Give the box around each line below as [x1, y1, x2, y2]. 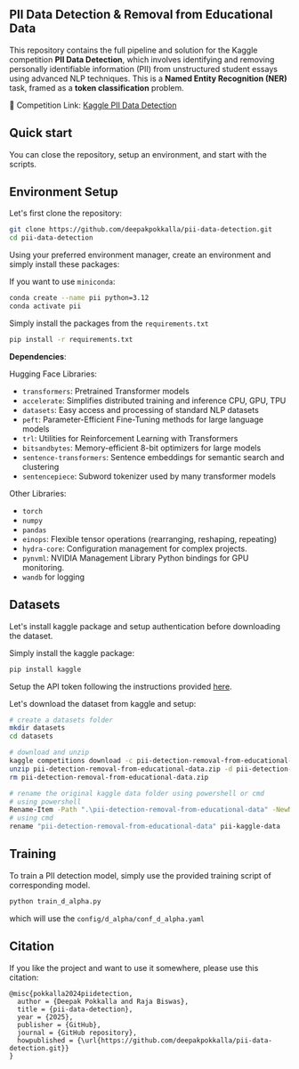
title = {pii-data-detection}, [17, 1005, 133, 1014]
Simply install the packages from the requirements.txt [9, 318, 209, 328]
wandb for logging [21, 571, 85, 582]
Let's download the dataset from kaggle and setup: [9, 698, 197, 709]
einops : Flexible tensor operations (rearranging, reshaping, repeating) [21, 533, 278, 544]
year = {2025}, [17, 1012, 74, 1022]
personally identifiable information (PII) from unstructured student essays [9, 63, 279, 74]
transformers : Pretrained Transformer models [21, 385, 190, 396]
